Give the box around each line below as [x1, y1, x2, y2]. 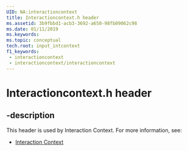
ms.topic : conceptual [6, 37, 61, 43]
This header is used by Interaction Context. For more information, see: [6, 126, 183, 134]
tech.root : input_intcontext [6, 43, 80, 49]
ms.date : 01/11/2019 [6, 26, 59, 32]
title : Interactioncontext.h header [6, 15, 99, 21]
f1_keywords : [6, 49, 40, 55]
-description [6, 110, 55, 121]
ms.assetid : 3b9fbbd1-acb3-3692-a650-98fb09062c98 [6, 20, 138, 26]
